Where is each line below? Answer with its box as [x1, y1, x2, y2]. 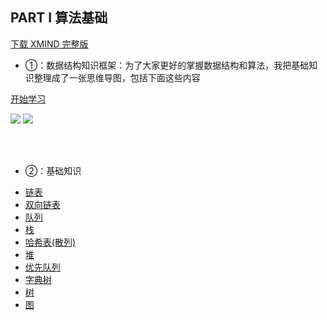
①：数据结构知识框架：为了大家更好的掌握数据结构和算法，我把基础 [24, 59, 310, 71]
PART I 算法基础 [10, 9, 108, 27]
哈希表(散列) [24, 236, 77, 248]
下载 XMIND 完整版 [10, 38, 89, 50]
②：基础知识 [24, 164, 82, 177]
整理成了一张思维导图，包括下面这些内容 [33, 71, 201, 83]
